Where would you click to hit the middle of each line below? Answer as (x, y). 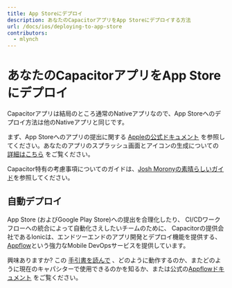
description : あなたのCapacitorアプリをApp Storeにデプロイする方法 (99, 20)
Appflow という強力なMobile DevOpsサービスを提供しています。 (98, 245)
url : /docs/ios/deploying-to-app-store (65, 26)
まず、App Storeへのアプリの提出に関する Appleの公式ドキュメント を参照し (116, 137)
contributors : (28, 33)
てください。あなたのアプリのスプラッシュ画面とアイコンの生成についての (113, 145)
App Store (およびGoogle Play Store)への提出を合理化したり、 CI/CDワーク (114, 219)
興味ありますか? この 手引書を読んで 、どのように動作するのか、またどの (111, 260)
